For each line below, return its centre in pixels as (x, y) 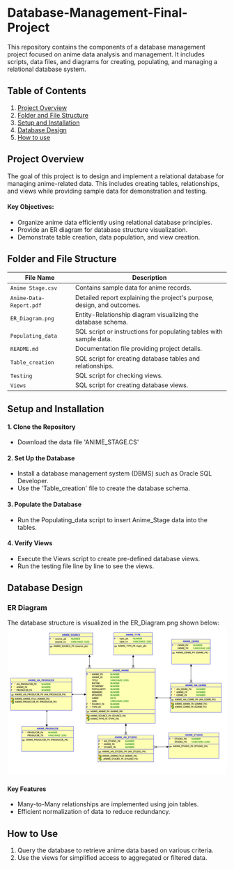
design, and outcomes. (108, 305)
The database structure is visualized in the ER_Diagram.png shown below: (114, 623)
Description (149, 278)
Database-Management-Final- (97, 13)
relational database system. (47, 69)
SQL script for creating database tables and (138, 358)
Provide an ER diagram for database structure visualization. (102, 229)
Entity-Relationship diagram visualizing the (137, 314)
